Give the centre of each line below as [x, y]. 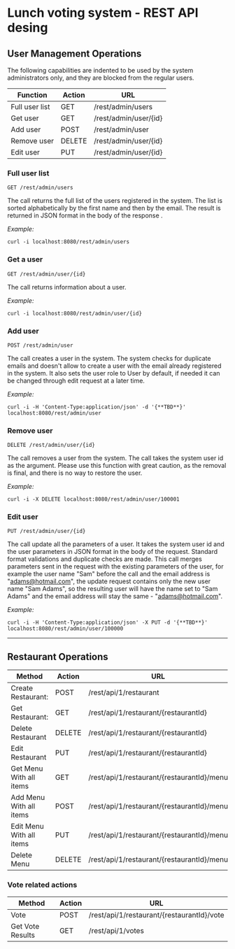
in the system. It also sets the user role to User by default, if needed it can [114, 373]
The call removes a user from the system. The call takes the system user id [115, 458]
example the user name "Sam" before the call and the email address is [109, 574]
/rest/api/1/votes [116, 930]
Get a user [25, 259]
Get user [25, 118]
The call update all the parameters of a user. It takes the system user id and [116, 544]
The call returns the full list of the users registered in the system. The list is [115, 201]
